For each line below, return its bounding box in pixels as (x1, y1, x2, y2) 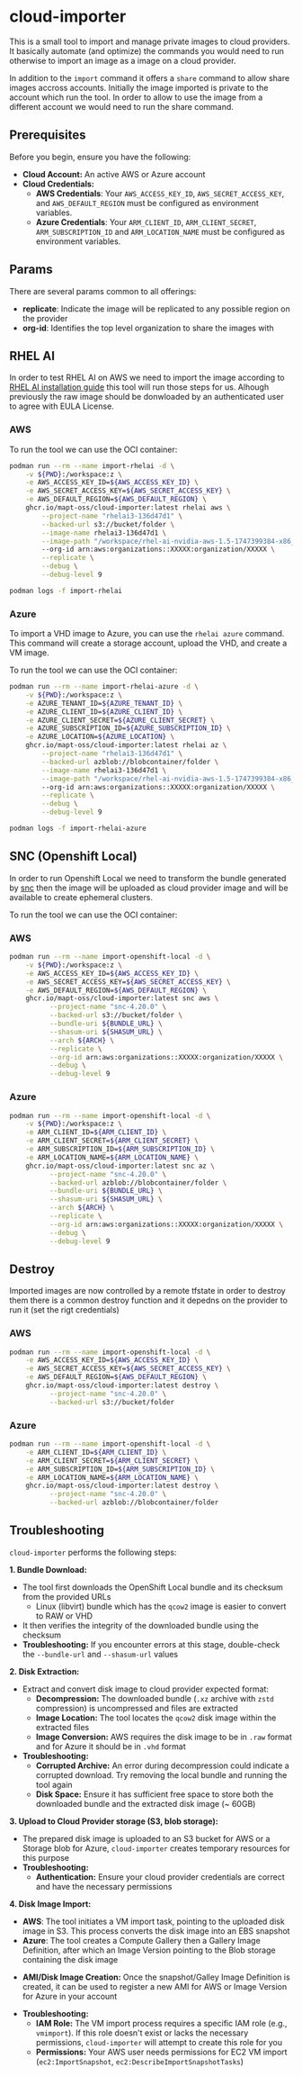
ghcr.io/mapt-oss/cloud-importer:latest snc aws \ (25, 994, 219, 1003)
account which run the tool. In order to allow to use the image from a (9, 92, 263, 103)
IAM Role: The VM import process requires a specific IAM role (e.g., (35, 2017, 288, 2028)
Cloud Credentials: (22, 178, 94, 189)
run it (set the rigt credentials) (9, 1304, 120, 1315)
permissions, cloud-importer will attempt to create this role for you (35, 2036, 283, 2047)
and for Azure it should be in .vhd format (35, 1740, 186, 1752)
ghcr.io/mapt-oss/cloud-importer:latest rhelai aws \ (25, 503, 231, 512)
